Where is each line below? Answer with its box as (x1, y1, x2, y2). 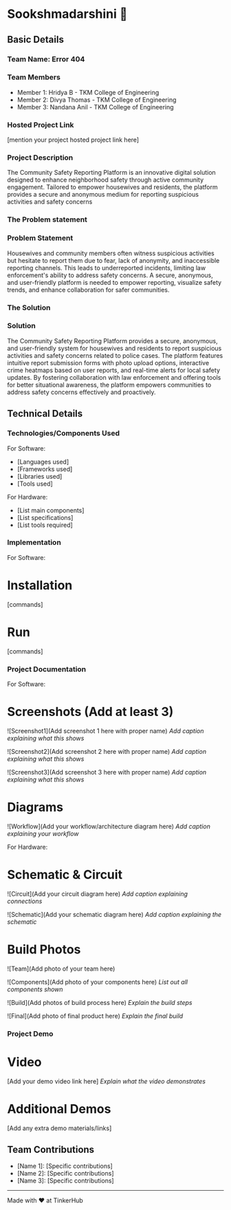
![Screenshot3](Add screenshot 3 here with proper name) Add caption (7, 768, 207, 776)
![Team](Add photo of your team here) (7, 964, 115, 973)
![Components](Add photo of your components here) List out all (7, 977, 188, 986)
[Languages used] (16, 457, 69, 466)
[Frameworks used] (16, 464, 73, 473)
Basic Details (7, 34, 64, 45)
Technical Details (7, 408, 83, 420)
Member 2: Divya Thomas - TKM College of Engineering (16, 96, 177, 104)
